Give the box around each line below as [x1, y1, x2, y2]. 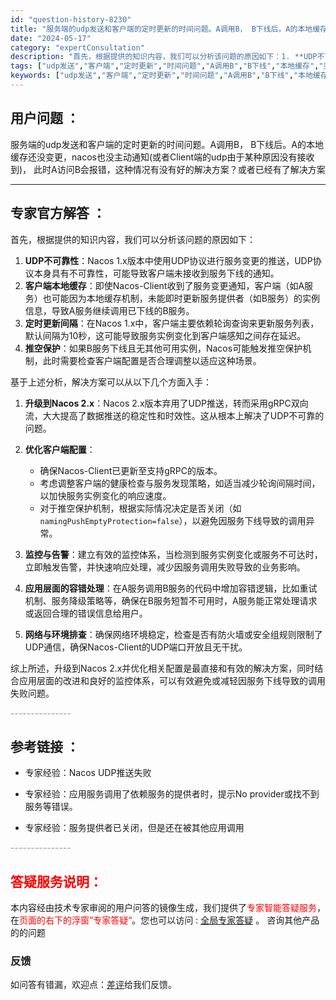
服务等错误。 [24, 801, 78, 813]
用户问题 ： [10, 110, 80, 127]
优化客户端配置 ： [24, 443, 96, 455]
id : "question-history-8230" [10, 14, 132, 25]
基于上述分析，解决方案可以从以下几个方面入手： [10, 376, 212, 388]
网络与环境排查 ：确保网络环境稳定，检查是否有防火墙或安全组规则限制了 [24, 628, 323, 640]
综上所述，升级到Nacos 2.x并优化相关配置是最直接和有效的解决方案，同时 [10, 662, 315, 674]
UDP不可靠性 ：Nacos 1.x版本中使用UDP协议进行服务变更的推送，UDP [24, 254, 313, 266]
